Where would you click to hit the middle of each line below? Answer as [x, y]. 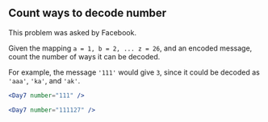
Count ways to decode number [88, 13]
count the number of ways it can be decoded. [84, 56]
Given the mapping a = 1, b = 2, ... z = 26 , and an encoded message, [130, 48]
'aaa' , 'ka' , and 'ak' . [44, 80]
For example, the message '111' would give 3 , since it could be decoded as [134, 72]
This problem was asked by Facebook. [73, 32]
